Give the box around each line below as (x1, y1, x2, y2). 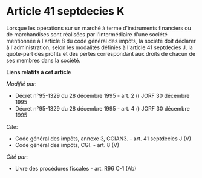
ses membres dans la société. (6, 56, 80, 64)
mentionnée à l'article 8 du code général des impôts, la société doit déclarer (6, 37, 197, 44)
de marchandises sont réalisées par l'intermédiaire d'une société (6, 30, 168, 38)
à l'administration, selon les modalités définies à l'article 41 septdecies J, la (6, 44, 194, 51)
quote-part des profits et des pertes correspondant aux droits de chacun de (6, 50, 196, 57)
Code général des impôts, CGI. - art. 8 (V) (15, 141, 120, 148)
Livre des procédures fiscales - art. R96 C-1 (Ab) (15, 165, 137, 172)
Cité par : (6, 153, 28, 160)
